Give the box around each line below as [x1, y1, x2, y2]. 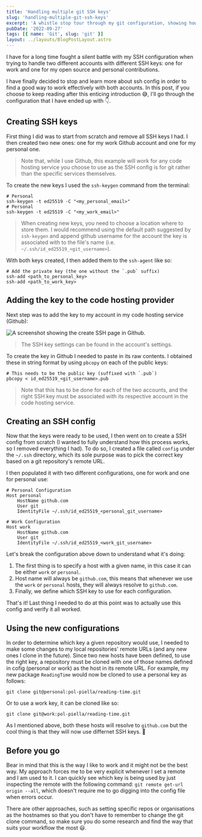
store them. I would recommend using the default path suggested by [20, 226, 191, 233]
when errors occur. [6, 794, 54, 801]
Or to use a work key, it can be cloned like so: [6, 699, 119, 707]
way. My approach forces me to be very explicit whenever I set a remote [6, 768, 185, 775]
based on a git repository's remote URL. [6, 458, 105, 465]
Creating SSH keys [6, 117, 78, 127]
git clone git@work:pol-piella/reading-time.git [6, 711, 130, 717]
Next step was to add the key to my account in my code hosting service [6, 311, 184, 318]
